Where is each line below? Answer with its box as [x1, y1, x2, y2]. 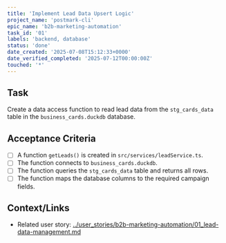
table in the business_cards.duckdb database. [7, 113, 136, 121]
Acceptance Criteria [7, 133, 96, 144]
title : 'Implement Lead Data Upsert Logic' [7, 10, 135, 17]
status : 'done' [7, 42, 51, 49]
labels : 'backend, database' [7, 36, 91, 43]
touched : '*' [7, 61, 45, 68]
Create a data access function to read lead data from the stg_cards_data [7, 105, 214, 114]
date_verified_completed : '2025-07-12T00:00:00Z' [7, 55, 153, 62]
